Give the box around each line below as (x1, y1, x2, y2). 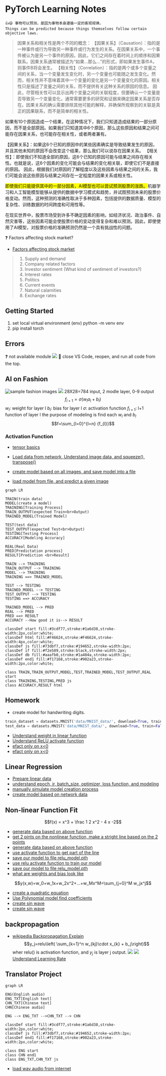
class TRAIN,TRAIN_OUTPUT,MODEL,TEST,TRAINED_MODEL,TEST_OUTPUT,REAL (5, 670, 152, 675)
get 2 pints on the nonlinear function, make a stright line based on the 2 (12, 834, 158, 840)
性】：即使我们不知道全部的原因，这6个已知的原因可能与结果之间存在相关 (5, 154, 153, 159)
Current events (24, 282, 55, 288)
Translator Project (5, 970, 62, 978)
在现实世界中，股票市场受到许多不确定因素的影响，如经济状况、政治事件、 (5, 212, 157, 218)
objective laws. (5, 31, 39, 36)
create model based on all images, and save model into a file (12, 469, 136, 475)
